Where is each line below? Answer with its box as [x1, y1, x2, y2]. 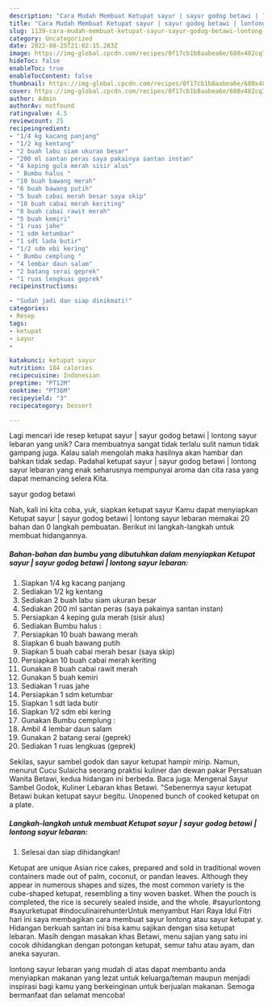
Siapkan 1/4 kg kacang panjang [20, 579, 126, 588]
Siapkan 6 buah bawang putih [20, 638, 120, 648]
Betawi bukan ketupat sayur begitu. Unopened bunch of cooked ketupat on [9, 791, 260, 801]
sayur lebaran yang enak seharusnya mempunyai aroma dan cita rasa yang [9, 465, 259, 475]
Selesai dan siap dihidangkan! [20, 848, 120, 857]
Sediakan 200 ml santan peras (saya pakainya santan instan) [20, 604, 224, 614]
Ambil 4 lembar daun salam [20, 724, 112, 734]
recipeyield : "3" [9, 394, 68, 402]
